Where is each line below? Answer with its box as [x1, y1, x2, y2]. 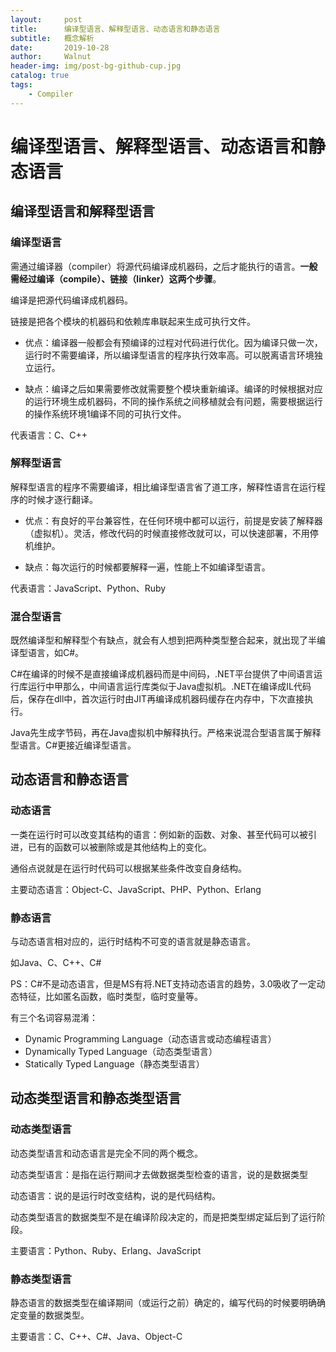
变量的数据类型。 [18, 1309, 90, 1321]
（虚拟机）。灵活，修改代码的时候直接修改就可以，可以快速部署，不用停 [24, 527, 319, 539]
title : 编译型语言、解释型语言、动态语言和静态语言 [10, 24, 221, 34]
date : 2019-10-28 [10, 42, 110, 53]
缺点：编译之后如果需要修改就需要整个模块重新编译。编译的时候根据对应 [24, 382, 323, 395]
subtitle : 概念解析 [10, 33, 95, 43]
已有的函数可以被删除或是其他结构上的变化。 [27, 841, 212, 853]
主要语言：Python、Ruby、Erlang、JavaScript [10, 1244, 202, 1256]
